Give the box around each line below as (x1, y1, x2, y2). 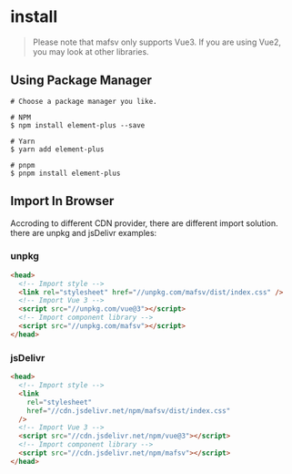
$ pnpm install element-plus (10, 169, 121, 178)
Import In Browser (10, 193, 115, 209)
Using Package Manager (10, 73, 153, 88)
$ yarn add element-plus (10, 144, 105, 154)
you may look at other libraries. (32, 46, 149, 57)
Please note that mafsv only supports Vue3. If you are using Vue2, (32, 36, 281, 47)
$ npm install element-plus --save (10, 120, 146, 129)
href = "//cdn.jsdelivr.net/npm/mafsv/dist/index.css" (26, 406, 231, 416)
